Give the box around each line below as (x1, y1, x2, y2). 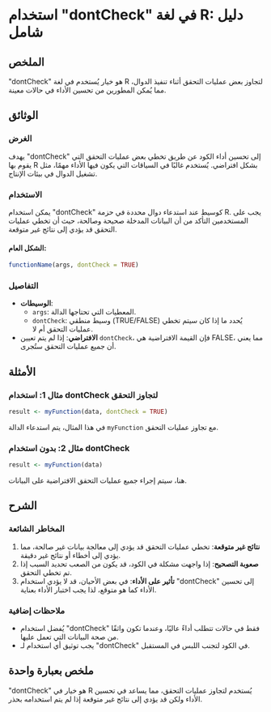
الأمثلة (8, 365, 36, 378)
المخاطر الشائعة (8, 523, 65, 535)
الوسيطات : (19, 298, 54, 309)
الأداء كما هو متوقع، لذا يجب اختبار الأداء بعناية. (19, 585, 157, 595)
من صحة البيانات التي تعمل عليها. (19, 632, 119, 642)
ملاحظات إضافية (8, 605, 66, 616)
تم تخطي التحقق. (19, 567, 73, 577)
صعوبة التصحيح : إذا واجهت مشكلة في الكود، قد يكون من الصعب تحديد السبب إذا (19, 559, 259, 569)
